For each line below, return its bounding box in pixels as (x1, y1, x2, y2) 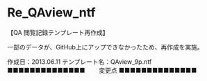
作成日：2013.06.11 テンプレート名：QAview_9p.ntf (7, 57, 152, 66)
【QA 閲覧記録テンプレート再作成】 (7, 28, 109, 36)
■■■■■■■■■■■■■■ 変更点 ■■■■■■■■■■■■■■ (7, 66, 197, 74)
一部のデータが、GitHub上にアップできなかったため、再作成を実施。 (7, 43, 204, 51)
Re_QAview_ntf (7, 5, 96, 21)
